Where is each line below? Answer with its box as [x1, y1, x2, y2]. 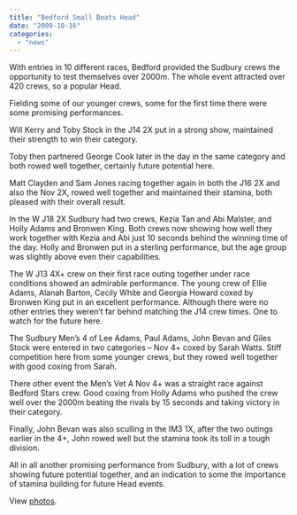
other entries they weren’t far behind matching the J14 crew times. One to [9, 307, 278, 317]
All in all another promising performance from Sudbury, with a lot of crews [9, 460, 279, 471]
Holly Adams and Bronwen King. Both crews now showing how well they [9, 223, 272, 234]
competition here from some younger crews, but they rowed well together [9, 352, 278, 363]
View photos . [9, 495, 57, 506]
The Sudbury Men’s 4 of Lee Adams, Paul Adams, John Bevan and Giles [9, 333, 271, 344]
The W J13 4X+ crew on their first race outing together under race [9, 269, 250, 279]
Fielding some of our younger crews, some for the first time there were [9, 98, 268, 109]
